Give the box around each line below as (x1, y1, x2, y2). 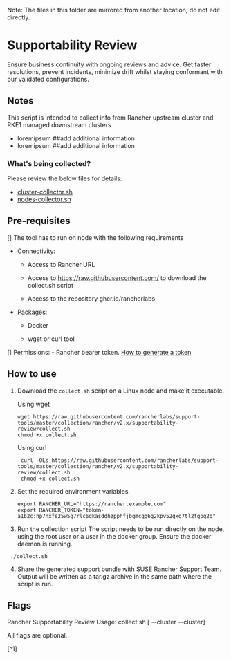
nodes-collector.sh (17, 195, 71, 203)
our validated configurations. (7, 75, 90, 83)
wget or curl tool (27, 335, 75, 343)
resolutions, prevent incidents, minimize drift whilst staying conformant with (7, 67, 223, 75)
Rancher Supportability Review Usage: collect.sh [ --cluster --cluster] (7, 618, 205, 626)
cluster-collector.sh (17, 188, 73, 196)
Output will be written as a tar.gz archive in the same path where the (17, 572, 212, 580)
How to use (7, 368, 57, 380)
